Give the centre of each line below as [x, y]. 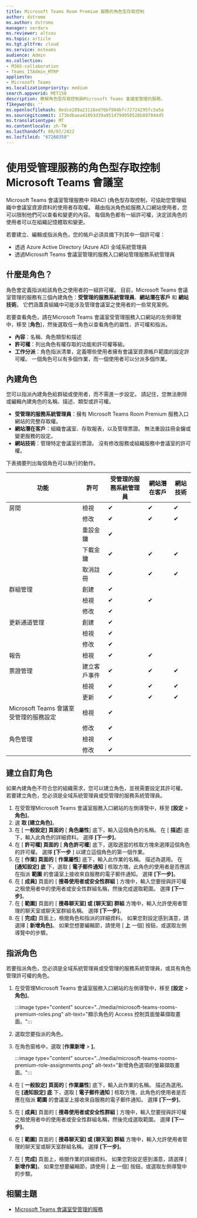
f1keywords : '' [25, 104]
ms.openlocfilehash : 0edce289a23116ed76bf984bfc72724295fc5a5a [85, 110]
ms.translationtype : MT [35, 121]
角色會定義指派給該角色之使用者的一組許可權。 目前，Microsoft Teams [91, 290]
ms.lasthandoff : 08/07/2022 [40, 132]
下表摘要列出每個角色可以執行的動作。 [52, 463]
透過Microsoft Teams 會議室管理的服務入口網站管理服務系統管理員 [94, 254]
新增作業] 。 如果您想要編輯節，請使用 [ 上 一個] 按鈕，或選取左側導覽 [98, 1166]
